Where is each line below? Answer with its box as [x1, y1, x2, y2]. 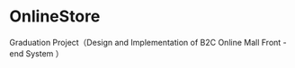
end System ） [9, 47, 64, 59]
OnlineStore [9, 6, 101, 27]
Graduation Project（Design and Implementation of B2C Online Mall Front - [9, 37, 288, 47]
